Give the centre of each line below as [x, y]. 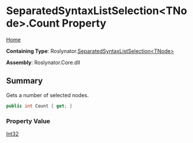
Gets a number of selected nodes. [48, 95]
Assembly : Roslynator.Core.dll [43, 62]
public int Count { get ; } [39, 106]
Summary [24, 81]
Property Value [28, 121]
